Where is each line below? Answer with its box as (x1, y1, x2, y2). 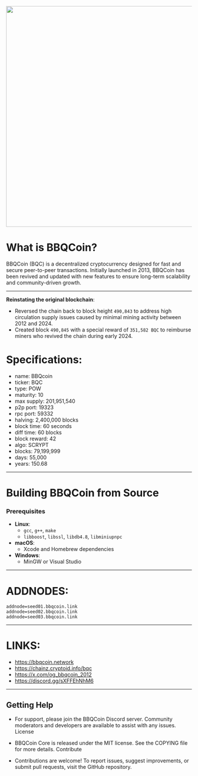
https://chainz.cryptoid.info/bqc (14, 665, 93, 672)
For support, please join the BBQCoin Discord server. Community (14, 715, 173, 723)
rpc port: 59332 (14, 410, 54, 417)
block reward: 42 (14, 435, 57, 442)
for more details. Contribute (14, 746, 82, 753)
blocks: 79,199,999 (14, 447, 61, 455)
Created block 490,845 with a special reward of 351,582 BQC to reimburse (14, 326, 192, 333)
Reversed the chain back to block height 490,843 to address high (14, 307, 172, 314)
